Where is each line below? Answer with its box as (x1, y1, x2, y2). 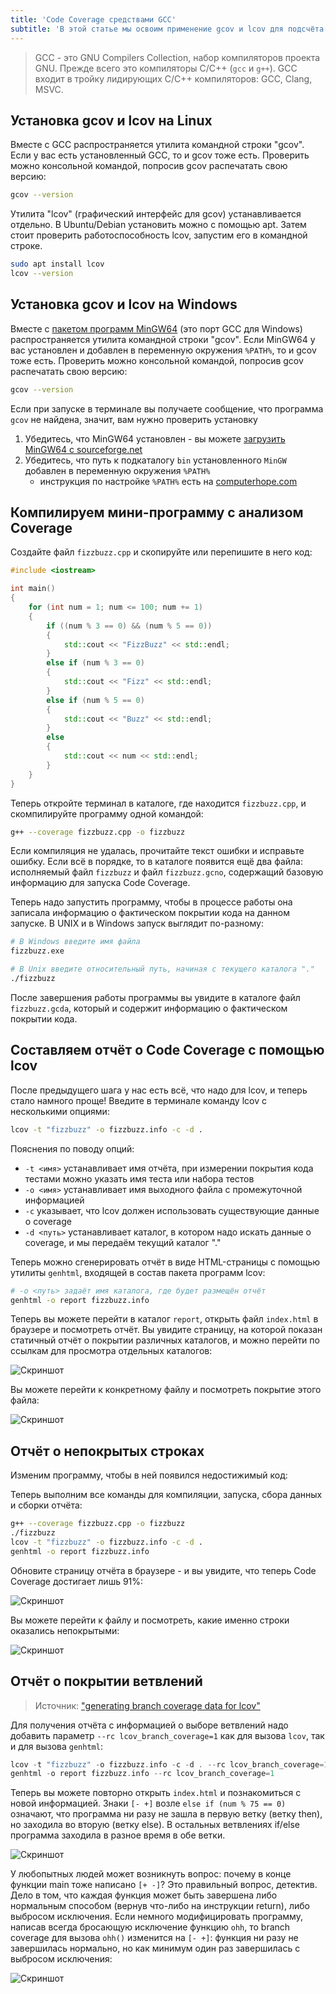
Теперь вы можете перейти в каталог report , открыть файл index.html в (10, 1313, 319, 1325)
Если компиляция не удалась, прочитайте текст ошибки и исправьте (10, 845, 305, 857)
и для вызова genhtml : (10, 1740, 103, 1752)
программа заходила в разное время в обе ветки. (10, 1829, 226, 1841)
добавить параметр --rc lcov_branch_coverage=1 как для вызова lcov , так (10, 1729, 325, 1741)
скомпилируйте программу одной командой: (10, 807, 204, 820)
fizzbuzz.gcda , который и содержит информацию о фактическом (10, 1002, 288, 1014)
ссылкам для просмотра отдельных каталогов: (10, 1345, 213, 1357)
